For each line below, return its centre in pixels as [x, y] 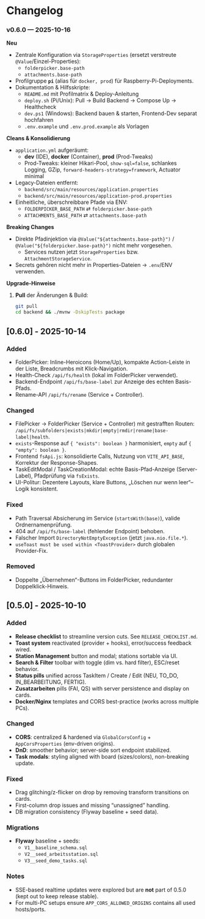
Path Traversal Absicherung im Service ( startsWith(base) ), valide [98, 518]
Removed [21, 566]
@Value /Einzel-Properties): [48, 61]
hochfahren [39, 120]
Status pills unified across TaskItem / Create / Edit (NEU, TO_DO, [97, 675]
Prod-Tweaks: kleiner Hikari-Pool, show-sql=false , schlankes [100, 163]
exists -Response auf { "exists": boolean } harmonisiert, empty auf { [103, 443]
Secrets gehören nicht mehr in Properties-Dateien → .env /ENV [94, 265]
